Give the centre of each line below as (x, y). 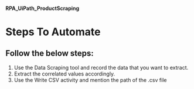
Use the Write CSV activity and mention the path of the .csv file (90, 80)
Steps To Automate (53, 32)
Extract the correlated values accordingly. (64, 74)
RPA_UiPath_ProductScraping (42, 8)
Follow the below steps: (50, 54)
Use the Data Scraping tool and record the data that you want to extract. (101, 67)
